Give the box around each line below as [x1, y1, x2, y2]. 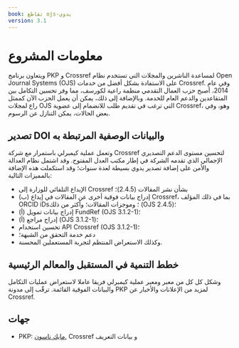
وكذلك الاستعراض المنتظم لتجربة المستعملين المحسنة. [18, 238, 163, 246]
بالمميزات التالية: [8, 172, 53, 180]
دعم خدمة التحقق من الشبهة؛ [18, 231, 96, 239]
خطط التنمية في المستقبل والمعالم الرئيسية [8, 258, 179, 270]
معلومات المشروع [8, 48, 102, 64]
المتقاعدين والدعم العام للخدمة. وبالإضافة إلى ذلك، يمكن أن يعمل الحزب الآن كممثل [8, 94, 228, 102]
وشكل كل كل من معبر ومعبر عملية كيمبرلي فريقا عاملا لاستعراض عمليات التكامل [8, 278, 221, 286]
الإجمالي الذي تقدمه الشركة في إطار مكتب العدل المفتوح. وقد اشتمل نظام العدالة [8, 156, 223, 164]
